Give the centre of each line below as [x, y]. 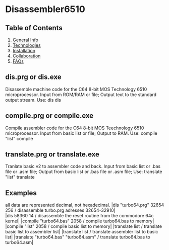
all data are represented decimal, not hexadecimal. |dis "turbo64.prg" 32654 [85, 205]
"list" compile [19, 138]
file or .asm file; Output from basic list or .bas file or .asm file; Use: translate [84, 172]
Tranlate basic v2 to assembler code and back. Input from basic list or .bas [83, 166]
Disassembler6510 [45, 9]
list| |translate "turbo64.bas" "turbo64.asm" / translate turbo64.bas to [78, 237]
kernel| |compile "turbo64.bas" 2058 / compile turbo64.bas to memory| [80, 221]
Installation [24, 51]
